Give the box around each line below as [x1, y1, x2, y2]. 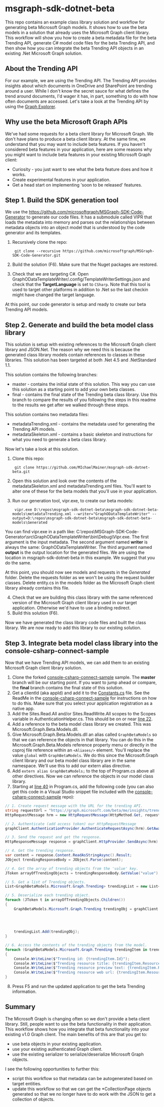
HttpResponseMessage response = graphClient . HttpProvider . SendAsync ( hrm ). [5, 839, 161, 845]
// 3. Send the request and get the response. [5, 835, 102, 840]
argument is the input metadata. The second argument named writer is [5, 539, 148, 545]
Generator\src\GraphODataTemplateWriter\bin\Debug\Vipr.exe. [5, 534, 131, 540]
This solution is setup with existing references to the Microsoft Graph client [5, 341, 156, 348]
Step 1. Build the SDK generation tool [5, 196, 119, 204]
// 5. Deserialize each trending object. [5, 893, 91, 898]
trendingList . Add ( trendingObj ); [14, 929, 80, 934]
